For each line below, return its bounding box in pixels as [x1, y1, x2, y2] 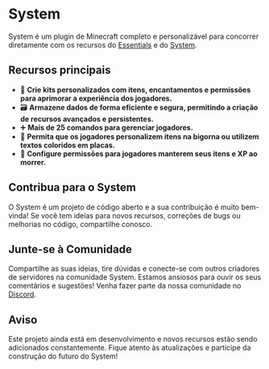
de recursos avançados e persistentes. [19, 114, 155, 123]
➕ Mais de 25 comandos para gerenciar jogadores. [19, 122, 193, 132]
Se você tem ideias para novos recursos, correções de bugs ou [30, 210, 241, 220]
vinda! [8, 210, 29, 220]
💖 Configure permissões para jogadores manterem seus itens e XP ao [19, 148, 258, 158]
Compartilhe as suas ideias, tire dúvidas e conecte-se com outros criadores [8, 263, 260, 274]
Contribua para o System [8, 180, 137, 194]
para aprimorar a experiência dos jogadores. [19, 93, 172, 103]
